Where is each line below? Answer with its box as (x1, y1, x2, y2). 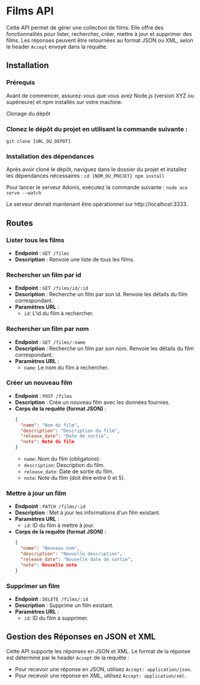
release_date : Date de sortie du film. (23, 468, 114, 475)
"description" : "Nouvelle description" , (20, 551, 123, 557)
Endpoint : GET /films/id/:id (14, 284, 89, 291)
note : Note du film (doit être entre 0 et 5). (23, 474, 126, 482)
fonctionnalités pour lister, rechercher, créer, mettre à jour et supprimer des (6, 30, 192, 37)
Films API (6, 4, 54, 18)
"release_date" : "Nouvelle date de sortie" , (20, 556, 134, 562)
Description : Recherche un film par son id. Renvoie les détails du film (14, 291, 187, 298)
